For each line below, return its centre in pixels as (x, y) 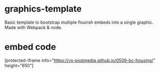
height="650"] (19, 65)
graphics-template (43, 9)
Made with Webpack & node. (34, 27)
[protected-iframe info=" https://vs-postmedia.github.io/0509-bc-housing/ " (80, 60)
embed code (30, 47)
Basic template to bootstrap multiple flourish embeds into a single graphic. (79, 22)
